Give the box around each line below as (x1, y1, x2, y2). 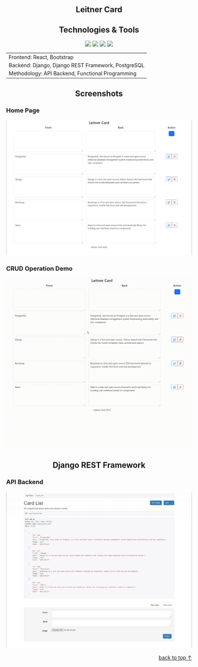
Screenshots (75, 88, 123, 99)
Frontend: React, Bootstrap (8, 53, 74, 61)
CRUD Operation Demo (6, 265, 73, 273)
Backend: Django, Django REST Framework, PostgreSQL (8, 62, 145, 69)
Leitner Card (75, 5, 123, 15)
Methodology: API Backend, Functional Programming (8, 70, 137, 77)
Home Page (6, 106, 40, 114)
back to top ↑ (159, 654, 192, 661)
